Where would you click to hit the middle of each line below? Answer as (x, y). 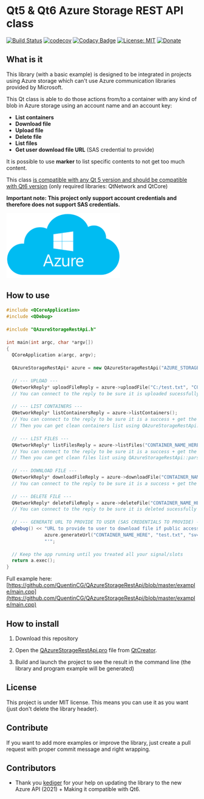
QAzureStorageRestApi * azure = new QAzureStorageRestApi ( (87, 368)
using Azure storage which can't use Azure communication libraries (91, 80)
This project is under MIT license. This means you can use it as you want (97, 702)
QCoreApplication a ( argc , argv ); (54, 355)
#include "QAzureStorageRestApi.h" (51, 329)
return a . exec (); (34, 561)
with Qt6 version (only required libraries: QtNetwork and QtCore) (87, 186)
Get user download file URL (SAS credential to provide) (85, 149)
